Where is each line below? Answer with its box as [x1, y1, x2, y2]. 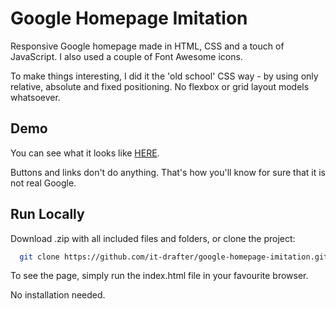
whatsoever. [10, 91, 61, 103]
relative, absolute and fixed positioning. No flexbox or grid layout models [10, 80, 310, 92]
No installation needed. [10, 289, 106, 301]
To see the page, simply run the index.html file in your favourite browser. [10, 270, 309, 282]
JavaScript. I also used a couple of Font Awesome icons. [10, 50, 243, 62]
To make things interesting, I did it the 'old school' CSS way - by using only [10, 70, 319, 82]
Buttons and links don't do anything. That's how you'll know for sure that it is [10, 166, 326, 178]
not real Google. [10, 177, 77, 189]
